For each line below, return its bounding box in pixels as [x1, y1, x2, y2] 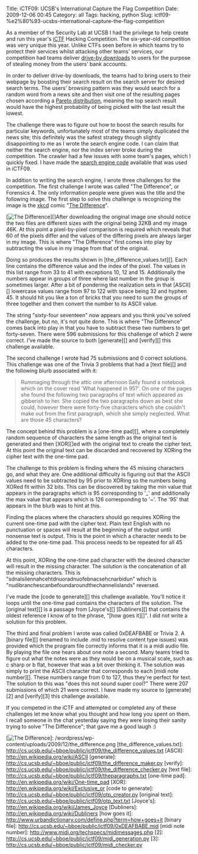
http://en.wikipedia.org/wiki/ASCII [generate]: [6, 753, 116, 760]
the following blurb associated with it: [6, 367, 98, 374]
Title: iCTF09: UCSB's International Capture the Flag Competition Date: [6, 5, 178, 12]
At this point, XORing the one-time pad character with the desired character [6, 556, 190, 563]
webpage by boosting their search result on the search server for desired [6, 78, 185, 85]
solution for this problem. [6, 618, 67, 625]
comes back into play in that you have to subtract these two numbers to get [6, 324, 190, 331]
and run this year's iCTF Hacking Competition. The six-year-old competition [6, 36, 191, 42]
